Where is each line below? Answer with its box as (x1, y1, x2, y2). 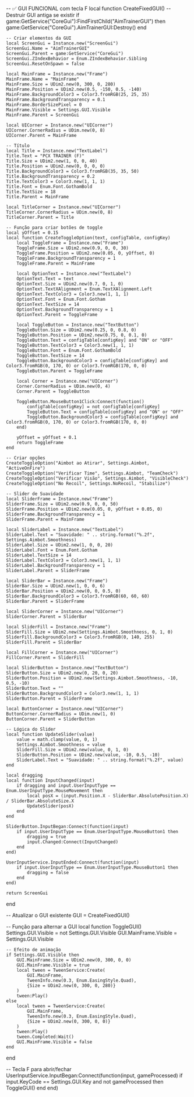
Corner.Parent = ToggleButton (16, 388, 90, 394)
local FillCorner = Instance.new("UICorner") (6, 649, 118, 655)
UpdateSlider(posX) (27, 803, 75, 809)
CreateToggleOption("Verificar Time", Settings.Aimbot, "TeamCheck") (6, 470, 179, 476)
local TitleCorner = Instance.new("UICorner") (6, 204, 121, 210)
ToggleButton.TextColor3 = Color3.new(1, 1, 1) (16, 342, 134, 348)
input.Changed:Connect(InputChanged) (27, 839, 118, 845)
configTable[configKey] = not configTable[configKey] (27, 404, 160, 410)
